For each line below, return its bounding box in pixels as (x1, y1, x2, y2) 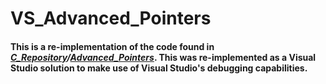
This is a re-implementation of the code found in (10, 40, 215, 52)
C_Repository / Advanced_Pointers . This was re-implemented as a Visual (10, 51, 317, 63)
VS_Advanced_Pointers (10, 7, 212, 30)
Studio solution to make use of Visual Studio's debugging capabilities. (10, 62, 308, 74)
